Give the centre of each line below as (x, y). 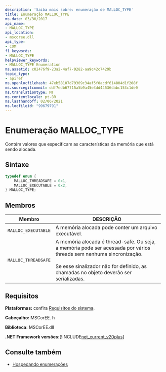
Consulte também (33, 353)
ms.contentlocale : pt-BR (31, 97)
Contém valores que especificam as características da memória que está (80, 144)
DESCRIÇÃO (107, 219)
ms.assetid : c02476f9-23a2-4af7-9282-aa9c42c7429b (58, 70)
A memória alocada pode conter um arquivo (106, 227)
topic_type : (17, 74)
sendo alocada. (21, 149)
